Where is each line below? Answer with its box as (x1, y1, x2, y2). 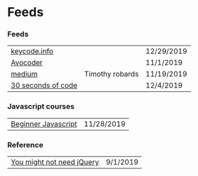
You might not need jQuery (11, 157, 100, 167)
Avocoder (11, 57, 44, 67)
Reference (7, 140, 44, 149)
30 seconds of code (11, 81, 78, 90)
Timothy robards (84, 69, 139, 79)
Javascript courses (7, 102, 75, 111)
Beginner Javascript (11, 119, 77, 128)
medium (11, 69, 38, 79)
